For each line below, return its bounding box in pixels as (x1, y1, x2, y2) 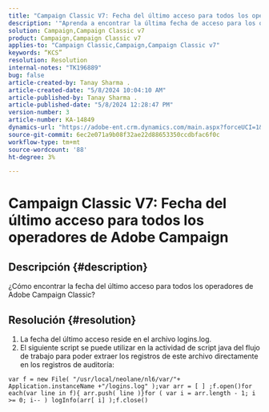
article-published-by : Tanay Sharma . (8, 94, 138, 102)
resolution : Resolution (8, 57, 88, 65)
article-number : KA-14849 (8, 116, 94, 124)
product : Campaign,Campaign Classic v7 (8, 34, 142, 42)
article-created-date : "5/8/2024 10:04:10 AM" (8, 86, 167, 94)
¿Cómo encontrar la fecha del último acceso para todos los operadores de (8, 282, 254, 291)
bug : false (8, 71, 45, 79)
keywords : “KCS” (8, 49, 62, 57)
